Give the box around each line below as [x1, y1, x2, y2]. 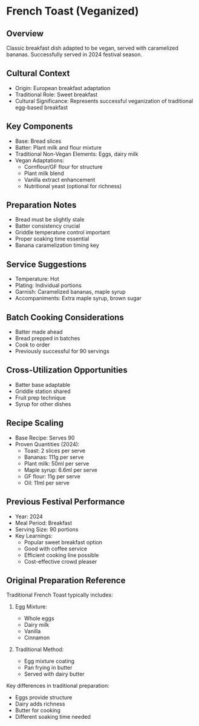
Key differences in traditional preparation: [6, 682, 110, 690]
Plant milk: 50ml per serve [24, 460, 90, 467]
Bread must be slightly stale [15, 216, 85, 223]
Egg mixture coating [24, 658, 74, 665]
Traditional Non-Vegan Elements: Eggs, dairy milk [15, 150, 139, 157]
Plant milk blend [24, 170, 65, 177]
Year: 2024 [15, 513, 44, 520]
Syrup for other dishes [15, 400, 71, 408]
